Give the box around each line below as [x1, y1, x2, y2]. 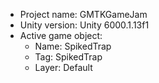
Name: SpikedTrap [34, 40, 112, 52]
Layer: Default [34, 62, 93, 73]
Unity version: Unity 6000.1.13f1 [19, 19, 150, 31]
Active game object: [19, 30, 103, 41]
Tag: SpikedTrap [34, 51, 103, 63]
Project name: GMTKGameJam [19, 9, 148, 20]
